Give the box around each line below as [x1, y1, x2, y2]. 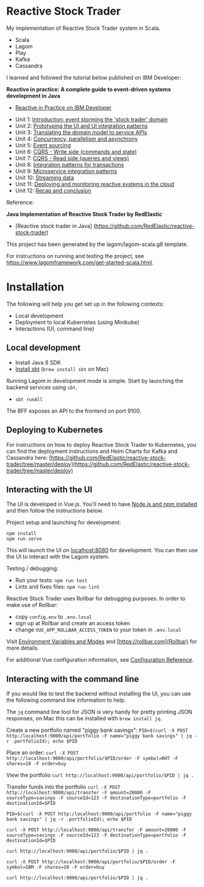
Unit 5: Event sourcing [15, 141, 71, 149]
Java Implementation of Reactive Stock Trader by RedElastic [6, 210, 163, 217]
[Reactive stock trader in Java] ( [15, 222, 96, 230]
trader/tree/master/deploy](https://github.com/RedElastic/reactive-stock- [6, 460, 190, 468]
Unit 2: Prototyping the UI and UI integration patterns [15, 122, 148, 129]
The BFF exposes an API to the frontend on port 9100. [6, 407, 142, 415]
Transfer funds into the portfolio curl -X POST [6, 784, 121, 791]
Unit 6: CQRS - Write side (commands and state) [15, 148, 137, 155]
